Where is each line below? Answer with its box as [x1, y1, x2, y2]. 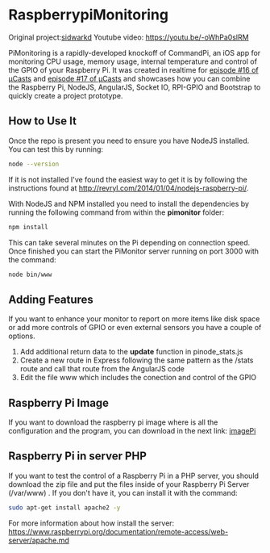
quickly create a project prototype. [8, 90, 123, 100]
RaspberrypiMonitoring [8, 6, 169, 24]
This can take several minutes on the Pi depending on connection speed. [8, 237, 251, 247]
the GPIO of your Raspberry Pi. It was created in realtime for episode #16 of [8, 65, 260, 74]
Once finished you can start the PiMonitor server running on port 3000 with [8, 246, 260, 256]
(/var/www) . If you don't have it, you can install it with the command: [8, 488, 238, 497]
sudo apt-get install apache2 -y [8, 503, 121, 512]
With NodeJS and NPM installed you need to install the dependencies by [8, 199, 250, 208]
